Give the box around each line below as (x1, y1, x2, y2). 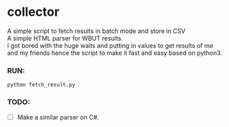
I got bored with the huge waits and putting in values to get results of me (7, 41, 214, 49)
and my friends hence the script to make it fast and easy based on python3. (7, 49, 223, 57)
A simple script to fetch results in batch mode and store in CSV (7, 27, 186, 35)
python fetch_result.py (7, 82, 76, 89)
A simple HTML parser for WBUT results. (7, 34, 123, 42)
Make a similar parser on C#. (17, 113, 99, 121)
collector (7, 4, 60, 20)
